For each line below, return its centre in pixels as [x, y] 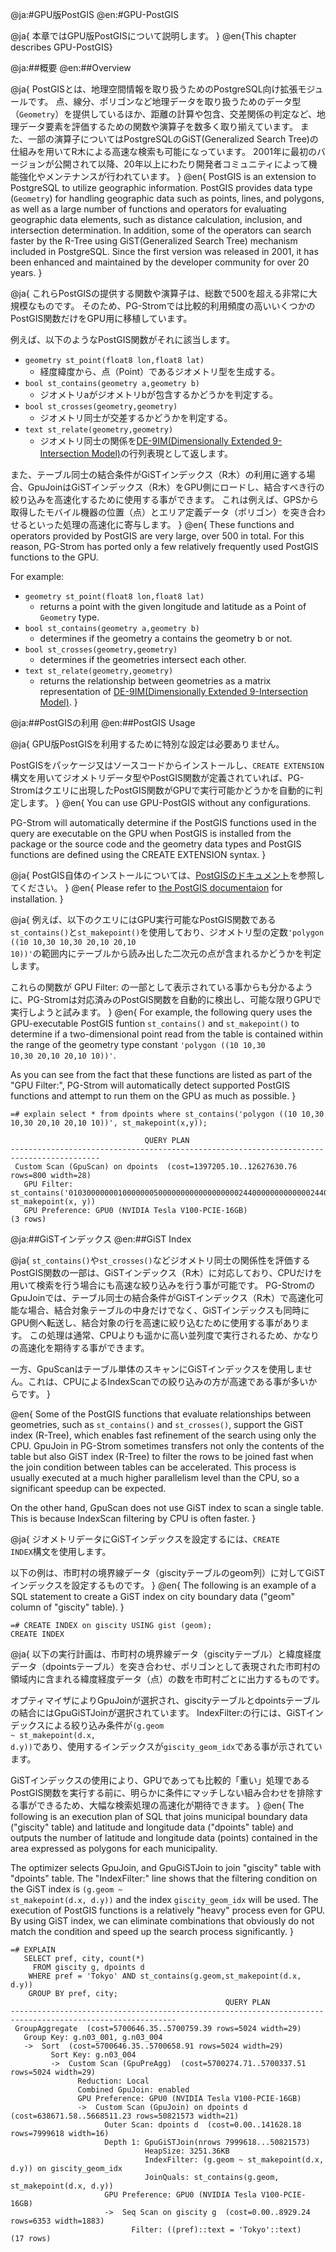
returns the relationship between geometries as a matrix [155, 681]
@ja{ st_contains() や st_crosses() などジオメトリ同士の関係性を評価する [160, 1260]
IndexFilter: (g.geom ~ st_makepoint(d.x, [234, 2160]
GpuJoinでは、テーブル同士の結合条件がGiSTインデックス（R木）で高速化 [162, 1297]
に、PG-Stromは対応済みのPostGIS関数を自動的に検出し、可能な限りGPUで [166, 999]
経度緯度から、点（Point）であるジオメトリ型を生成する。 [159, 371]
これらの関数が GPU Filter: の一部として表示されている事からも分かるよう [161, 987]
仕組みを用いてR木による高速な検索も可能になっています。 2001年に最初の [163, 151]
